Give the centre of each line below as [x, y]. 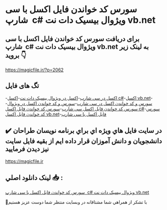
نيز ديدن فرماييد [27, 149]
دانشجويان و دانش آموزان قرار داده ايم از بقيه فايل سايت [84, 141]
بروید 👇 [16, 55]
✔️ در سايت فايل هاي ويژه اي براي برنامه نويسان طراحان [84, 131]
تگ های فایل [22, 86]
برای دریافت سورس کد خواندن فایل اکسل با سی [72, 39]
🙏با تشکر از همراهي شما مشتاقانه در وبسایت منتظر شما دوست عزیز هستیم [76, 202]
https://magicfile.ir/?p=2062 [35, 70]
